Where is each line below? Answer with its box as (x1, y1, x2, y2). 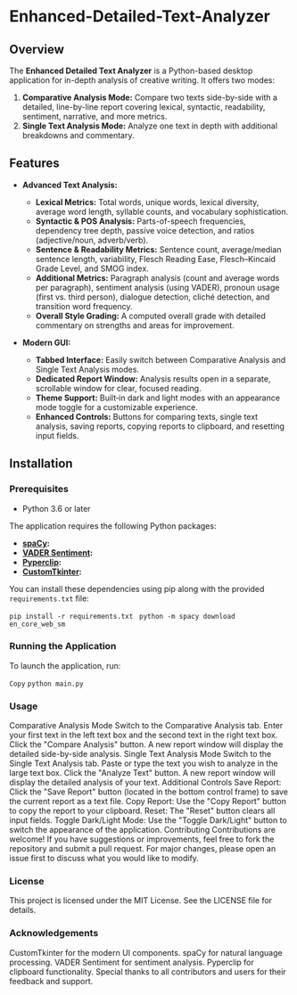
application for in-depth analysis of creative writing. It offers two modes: (9, 75, 275, 86)
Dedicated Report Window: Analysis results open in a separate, (35, 373, 271, 384)
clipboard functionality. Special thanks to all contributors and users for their (9, 966, 287, 977)
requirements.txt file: (9, 593, 89, 604)
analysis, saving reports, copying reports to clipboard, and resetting (35, 421, 285, 432)
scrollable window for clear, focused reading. (35, 382, 202, 393)
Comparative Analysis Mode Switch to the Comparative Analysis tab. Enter (9, 720, 284, 731)
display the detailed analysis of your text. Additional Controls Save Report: (9, 777, 282, 788)
